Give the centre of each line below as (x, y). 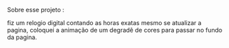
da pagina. (22, 37)
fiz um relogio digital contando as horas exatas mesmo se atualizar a (104, 23)
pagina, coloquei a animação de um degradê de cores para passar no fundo (115, 30)
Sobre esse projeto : (36, 10)
